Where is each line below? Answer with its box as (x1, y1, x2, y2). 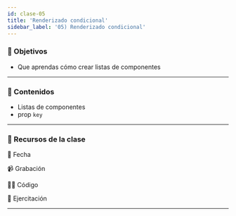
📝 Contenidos (7, 87, 55, 96)
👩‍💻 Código (7, 181, 39, 189)
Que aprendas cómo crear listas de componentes (17, 63, 161, 71)
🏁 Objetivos (7, 46, 48, 56)
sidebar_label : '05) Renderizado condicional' (7, 23, 146, 30)
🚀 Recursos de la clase (7, 134, 86, 144)
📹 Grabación (7, 165, 46, 173)
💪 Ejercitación (7, 194, 48, 203)
